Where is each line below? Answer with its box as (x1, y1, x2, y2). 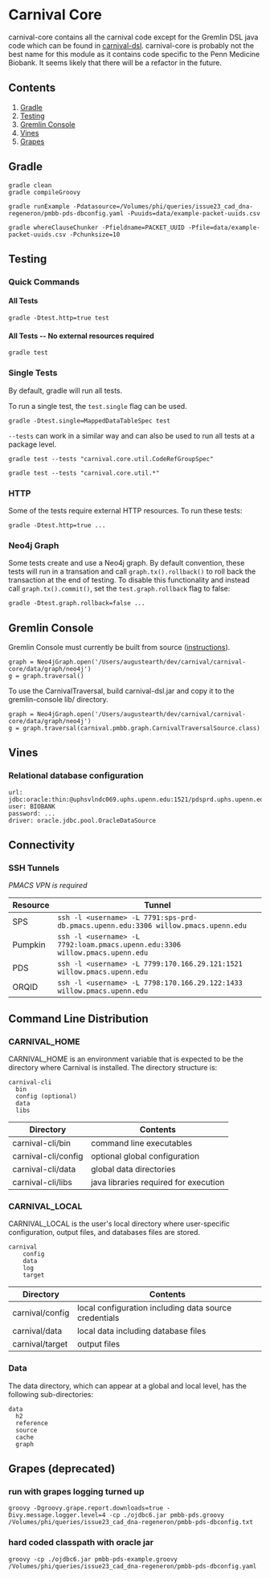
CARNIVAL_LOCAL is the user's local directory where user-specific (8, 1219, 231, 1228)
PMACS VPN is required (8, 881, 88, 890)
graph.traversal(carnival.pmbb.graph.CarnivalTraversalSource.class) (22, 724, 261, 732)
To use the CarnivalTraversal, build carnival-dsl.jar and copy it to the (8, 685, 235, 696)
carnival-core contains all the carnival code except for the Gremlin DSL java (8, 32, 259, 42)
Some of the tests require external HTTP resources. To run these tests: (8, 505, 243, 515)
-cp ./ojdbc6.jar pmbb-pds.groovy (108, 1511, 225, 1519)
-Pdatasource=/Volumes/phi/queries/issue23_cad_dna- (72, 202, 253, 211)
